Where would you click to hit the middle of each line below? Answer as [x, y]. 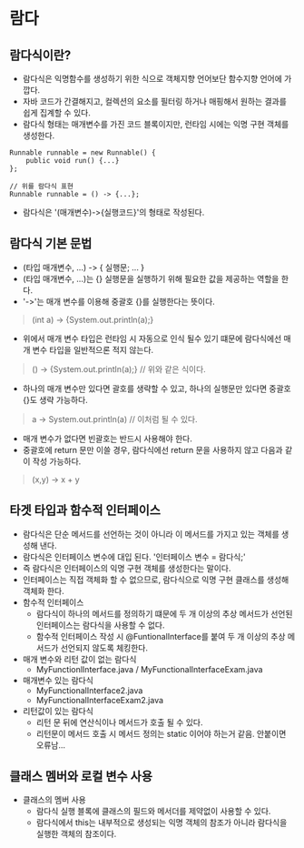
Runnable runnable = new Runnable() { [83, 153]
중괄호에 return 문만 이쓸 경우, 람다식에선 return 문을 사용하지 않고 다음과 [152, 449]
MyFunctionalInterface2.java [89, 690]
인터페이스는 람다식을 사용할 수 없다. [100, 625]
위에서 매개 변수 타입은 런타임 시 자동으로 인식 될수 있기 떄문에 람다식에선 [152, 338]
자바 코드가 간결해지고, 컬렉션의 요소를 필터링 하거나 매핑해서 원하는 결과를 [155, 101]
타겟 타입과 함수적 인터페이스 [85, 510]
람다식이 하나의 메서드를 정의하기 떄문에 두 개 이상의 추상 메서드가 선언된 [164, 613]
